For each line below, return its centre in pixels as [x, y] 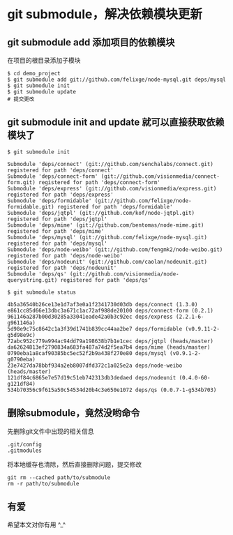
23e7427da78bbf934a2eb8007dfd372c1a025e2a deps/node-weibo [95, 366]
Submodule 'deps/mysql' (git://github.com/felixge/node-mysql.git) [107, 237]
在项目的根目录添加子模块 [44, 60]
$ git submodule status [42, 292]
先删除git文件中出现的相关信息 [51, 431]
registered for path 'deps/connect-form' [99, 182]
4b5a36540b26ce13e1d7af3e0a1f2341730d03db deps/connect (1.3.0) [103, 304]
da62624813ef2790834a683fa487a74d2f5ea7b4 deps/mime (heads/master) [109, 347]
